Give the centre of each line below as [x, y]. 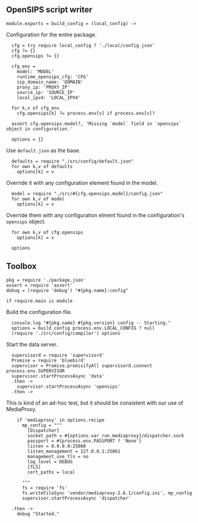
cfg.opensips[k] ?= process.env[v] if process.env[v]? [86, 113]
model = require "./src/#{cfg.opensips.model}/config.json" [87, 194]
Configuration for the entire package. [51, 35]
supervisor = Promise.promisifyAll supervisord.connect [82, 366]
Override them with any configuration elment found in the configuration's [95, 215]
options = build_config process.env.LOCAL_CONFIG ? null [83, 328]
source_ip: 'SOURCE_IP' [46, 92]
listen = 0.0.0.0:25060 [57, 446]
